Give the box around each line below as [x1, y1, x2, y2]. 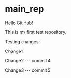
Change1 [5, 48, 23, 54]
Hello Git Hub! [5, 20, 33, 26]
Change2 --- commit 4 [5, 57, 51, 63]
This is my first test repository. [5, 29, 67, 35]
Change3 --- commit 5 [5, 67, 51, 73]
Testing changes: [5, 38, 40, 45]
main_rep [5, 3, 44, 15]
